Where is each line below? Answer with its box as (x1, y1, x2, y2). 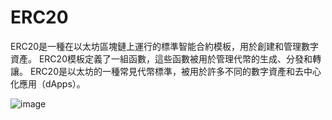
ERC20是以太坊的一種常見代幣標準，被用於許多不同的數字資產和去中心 (29, 65, 322, 77)
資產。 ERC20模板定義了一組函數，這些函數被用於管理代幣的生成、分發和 (10, 52, 313, 65)
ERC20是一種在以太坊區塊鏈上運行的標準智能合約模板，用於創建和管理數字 (10, 40, 320, 52)
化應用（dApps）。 (10, 77, 86, 90)
